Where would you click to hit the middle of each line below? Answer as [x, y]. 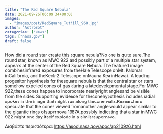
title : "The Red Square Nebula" [38, 9]
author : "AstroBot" [25, 28]
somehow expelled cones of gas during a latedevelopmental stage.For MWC [82, 86]
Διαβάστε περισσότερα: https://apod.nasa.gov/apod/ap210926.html [73, 126]
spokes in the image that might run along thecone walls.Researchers [74, 101]
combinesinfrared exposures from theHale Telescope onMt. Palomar [74, 70]
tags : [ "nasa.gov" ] [25, 37]
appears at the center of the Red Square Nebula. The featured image [74, 65]
